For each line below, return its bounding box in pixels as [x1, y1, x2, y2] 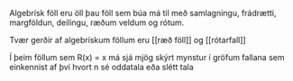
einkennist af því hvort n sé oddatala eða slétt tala [9, 62, 194, 72]
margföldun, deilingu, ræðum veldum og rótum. [9, 17, 185, 28]
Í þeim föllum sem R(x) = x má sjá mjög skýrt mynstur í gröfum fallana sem [9, 52, 285, 62]
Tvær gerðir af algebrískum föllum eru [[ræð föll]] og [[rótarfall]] [9, 35, 246, 45]
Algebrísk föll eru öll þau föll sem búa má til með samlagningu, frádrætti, [9, 8, 277, 18]
